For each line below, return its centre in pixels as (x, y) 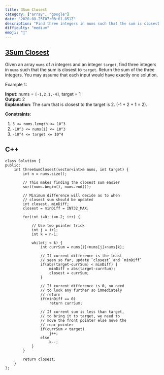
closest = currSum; (69, 273)
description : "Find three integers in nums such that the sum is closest (82, 23)
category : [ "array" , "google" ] (37, 14)
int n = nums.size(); (45, 174)
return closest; (39, 359)
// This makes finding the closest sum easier (71, 182)
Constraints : (18, 114)
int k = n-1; (45, 234)
